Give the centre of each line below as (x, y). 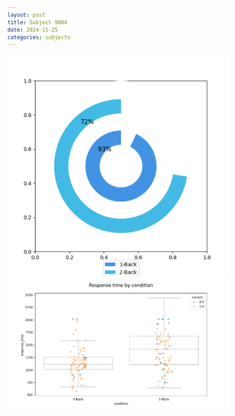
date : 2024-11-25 (33, 30)
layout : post (26, 15)
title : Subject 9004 (38, 22)
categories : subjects (39, 37)
